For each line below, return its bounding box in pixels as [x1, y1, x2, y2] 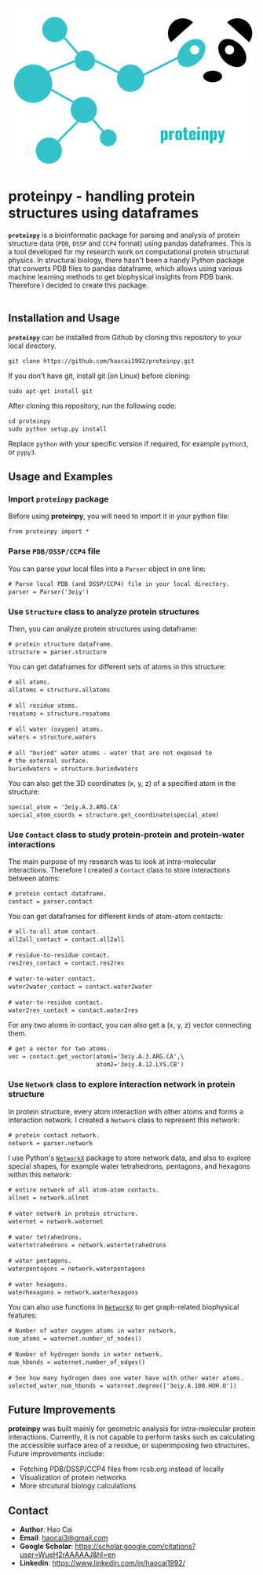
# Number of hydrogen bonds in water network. [8, 1350, 163, 1358]
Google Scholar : [19, 1542, 74, 1551]
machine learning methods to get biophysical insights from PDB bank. [8, 272, 234, 281]
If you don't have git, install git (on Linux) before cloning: [8, 371, 191, 380]
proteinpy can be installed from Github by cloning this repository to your [8, 332, 242, 342]
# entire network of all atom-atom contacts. [8, 1186, 159, 1194]
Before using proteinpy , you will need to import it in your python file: [8, 511, 230, 521]
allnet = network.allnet [8, 1194, 89, 1202]
